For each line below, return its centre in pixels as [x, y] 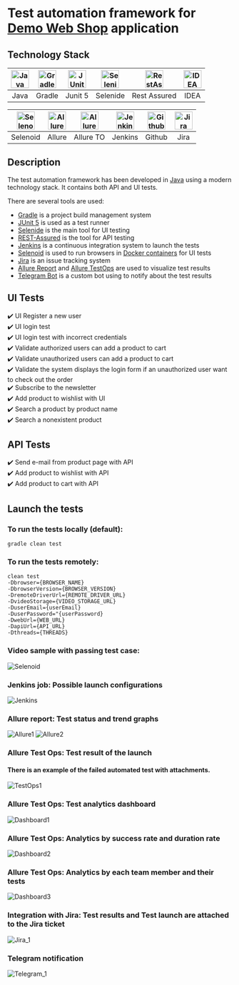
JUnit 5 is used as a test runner [63, 222]
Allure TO [90, 137]
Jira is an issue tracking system [64, 260]
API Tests [29, 445]
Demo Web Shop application [93, 28]
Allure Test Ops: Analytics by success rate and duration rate [114, 838]
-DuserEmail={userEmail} [44, 608]
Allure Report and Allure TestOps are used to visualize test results [114, 268]
